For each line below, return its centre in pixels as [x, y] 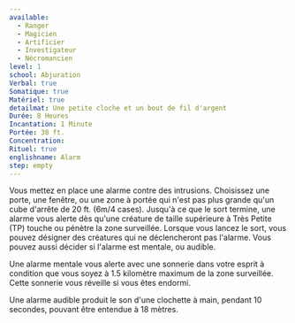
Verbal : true [33, 83]
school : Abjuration [45, 75]
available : [29, 17]
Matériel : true [37, 100]
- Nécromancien [45, 58]
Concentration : [37, 141]
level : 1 [25, 67]
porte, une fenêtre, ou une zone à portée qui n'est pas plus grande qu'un [142, 200]
